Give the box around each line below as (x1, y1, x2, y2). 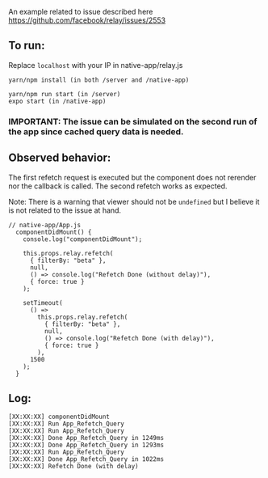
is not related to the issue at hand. (8, 205, 122, 215)
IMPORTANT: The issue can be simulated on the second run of (8, 116, 258, 127)
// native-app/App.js (8, 221, 82, 229)
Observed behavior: (8, 151, 111, 165)
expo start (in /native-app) (8, 97, 107, 105)
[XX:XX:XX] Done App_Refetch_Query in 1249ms (8, 434, 164, 442)
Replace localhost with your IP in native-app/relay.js (8, 60, 183, 70)
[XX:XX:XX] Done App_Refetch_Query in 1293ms (8, 441, 164, 450)
